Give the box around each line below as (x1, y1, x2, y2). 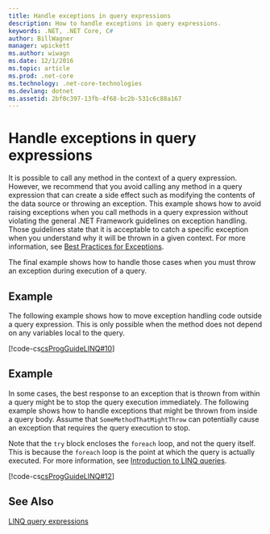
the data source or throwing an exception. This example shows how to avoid (8, 199, 262, 208)
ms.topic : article (8, 65, 70, 73)
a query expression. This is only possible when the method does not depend (8, 320, 263, 329)
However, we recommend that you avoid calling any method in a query (8, 182, 243, 191)
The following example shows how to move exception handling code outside (8, 311, 262, 320)
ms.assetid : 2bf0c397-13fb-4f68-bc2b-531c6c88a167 (8, 95, 182, 103)
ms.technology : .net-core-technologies (8, 79, 143, 87)
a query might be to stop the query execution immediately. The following (8, 397, 250, 406)
